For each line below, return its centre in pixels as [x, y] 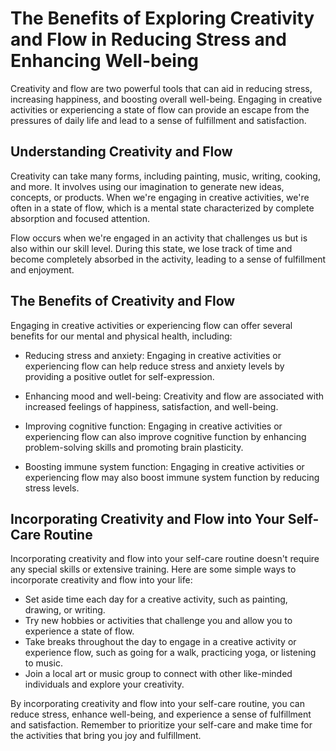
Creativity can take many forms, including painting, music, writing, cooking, [165, 176]
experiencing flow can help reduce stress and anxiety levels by [154, 366]
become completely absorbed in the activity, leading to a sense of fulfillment [168, 259]
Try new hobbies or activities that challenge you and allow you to [158, 621]
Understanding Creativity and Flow [121, 152]
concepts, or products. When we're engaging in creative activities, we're [160, 197]
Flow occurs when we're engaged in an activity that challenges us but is [159, 238]
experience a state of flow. [79, 631]
